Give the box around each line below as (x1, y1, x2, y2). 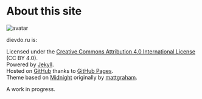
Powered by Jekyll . (6, 61, 54, 68)
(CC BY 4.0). (6, 54, 38, 61)
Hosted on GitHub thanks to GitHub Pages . (6, 67, 114, 74)
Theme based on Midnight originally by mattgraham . (6, 73, 138, 81)
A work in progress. (6, 85, 56, 92)
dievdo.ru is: (6, 36, 38, 43)
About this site (6, 4, 82, 18)
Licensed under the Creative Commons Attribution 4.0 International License (6, 47, 196, 55)
